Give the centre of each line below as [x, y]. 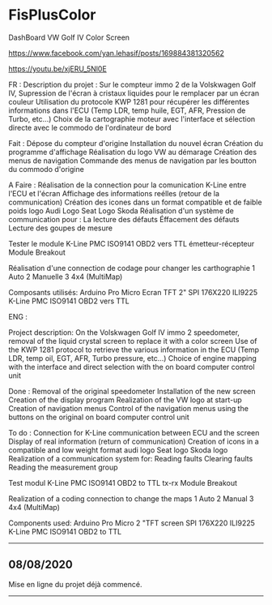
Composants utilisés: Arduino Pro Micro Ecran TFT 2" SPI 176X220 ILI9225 [133, 292]
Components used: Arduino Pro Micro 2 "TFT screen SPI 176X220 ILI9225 [132, 523]
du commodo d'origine [47, 169]
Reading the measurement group [64, 467]
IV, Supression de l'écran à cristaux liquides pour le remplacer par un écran [134, 93]
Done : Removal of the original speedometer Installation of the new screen [132, 391]
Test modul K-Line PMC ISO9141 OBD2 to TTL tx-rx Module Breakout [123, 483]
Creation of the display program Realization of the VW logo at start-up [125, 400]
